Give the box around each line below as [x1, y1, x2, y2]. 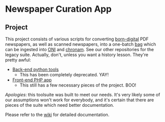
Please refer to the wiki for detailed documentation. [5, 112, 110, 118]
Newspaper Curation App [5, 3, 112, 15]
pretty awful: [5, 57, 31, 62]
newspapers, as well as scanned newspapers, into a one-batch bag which [5, 41, 157, 47]
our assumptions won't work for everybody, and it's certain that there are [5, 97, 154, 103]
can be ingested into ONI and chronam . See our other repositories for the [5, 47, 154, 52]
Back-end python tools [12, 66, 59, 72]
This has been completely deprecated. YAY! [19, 72, 109, 77]
